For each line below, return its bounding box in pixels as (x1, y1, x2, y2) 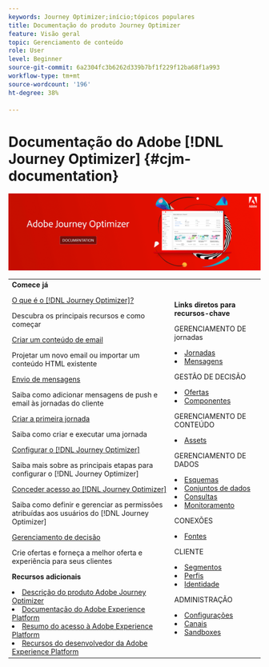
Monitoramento (183, 500, 235, 509)
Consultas (183, 492, 218, 501)
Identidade (183, 579, 220, 589)
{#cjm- (143, 150, 191, 168)
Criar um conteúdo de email (11, 335, 104, 345)
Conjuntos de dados (183, 483, 251, 493)
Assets (183, 435, 207, 445)
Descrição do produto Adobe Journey (22, 588, 147, 597)
